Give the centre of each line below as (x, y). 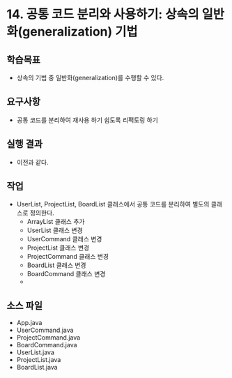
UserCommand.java (45, 330)
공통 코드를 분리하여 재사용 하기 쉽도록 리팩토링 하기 (87, 120)
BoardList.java (37, 368)
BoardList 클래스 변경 (56, 265)
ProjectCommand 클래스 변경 (68, 257)
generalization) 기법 (80, 32)
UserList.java (36, 352)
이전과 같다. (33, 162)
